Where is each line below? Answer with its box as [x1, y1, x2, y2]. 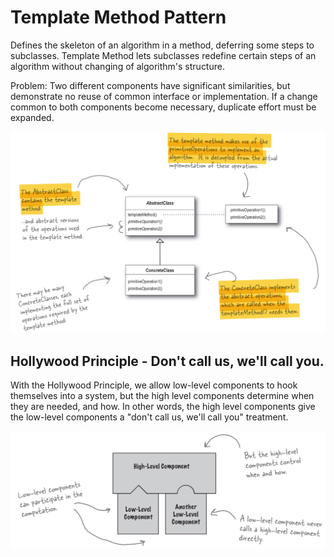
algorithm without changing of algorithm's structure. [10, 60, 225, 72]
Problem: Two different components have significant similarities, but [10, 79, 291, 91]
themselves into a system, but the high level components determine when [10, 390, 315, 402]
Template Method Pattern [10, 6, 227, 29]
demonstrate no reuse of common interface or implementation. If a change [10, 90, 318, 102]
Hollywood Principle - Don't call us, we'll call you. [10, 352, 325, 370]
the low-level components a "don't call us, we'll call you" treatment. [10, 411, 289, 423]
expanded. [10, 111, 55, 123]
